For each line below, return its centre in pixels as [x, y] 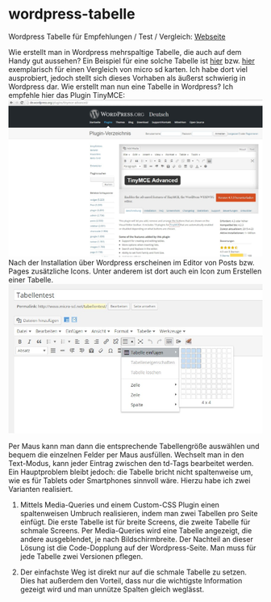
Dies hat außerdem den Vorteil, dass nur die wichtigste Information [131, 580]
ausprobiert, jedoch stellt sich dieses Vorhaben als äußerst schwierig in [127, 78]
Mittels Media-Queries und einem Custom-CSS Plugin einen [120, 504]
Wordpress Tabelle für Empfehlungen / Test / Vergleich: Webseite [117, 36]
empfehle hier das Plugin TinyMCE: [67, 95]
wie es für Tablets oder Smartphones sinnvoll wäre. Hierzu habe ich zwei [129, 480]
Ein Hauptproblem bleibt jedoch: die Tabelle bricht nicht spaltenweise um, [131, 472]
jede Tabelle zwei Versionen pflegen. [81, 556]
